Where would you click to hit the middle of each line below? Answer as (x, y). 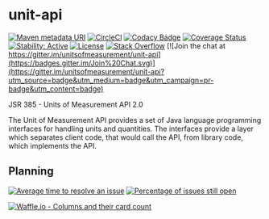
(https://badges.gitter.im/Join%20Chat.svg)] (82, 63)
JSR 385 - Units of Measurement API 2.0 (76, 104)
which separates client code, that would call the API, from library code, (126, 137)
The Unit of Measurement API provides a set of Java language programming (135, 120)
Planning (31, 171)
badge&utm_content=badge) (56, 88)
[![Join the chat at (196, 45)
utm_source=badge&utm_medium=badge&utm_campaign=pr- (111, 80)
